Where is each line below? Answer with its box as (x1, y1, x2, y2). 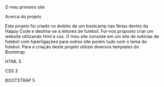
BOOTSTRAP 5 (5, 78, 35, 83)
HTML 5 (5, 59, 22, 64)
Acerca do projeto (5, 14, 42, 19)
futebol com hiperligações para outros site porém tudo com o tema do (5, 39, 147, 44)
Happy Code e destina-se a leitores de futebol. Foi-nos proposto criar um (5, 28, 154, 34)
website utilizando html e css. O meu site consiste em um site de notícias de (5, 34, 160, 39)
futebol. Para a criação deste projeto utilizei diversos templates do (5, 44, 139, 49)
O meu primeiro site (5, 4, 45, 10)
